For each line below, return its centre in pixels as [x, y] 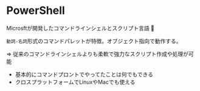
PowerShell [36, 11]
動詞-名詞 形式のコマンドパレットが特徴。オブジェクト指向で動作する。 [94, 41]
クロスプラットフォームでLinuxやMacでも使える [75, 82]
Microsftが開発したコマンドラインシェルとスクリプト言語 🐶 [81, 28]
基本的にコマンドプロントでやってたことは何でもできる [84, 74]
